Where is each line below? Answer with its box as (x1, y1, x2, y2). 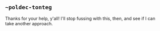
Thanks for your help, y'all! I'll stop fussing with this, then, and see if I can (5, 15, 156, 21)
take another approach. (5, 20, 53, 26)
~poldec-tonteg (5, 4, 52, 11)
